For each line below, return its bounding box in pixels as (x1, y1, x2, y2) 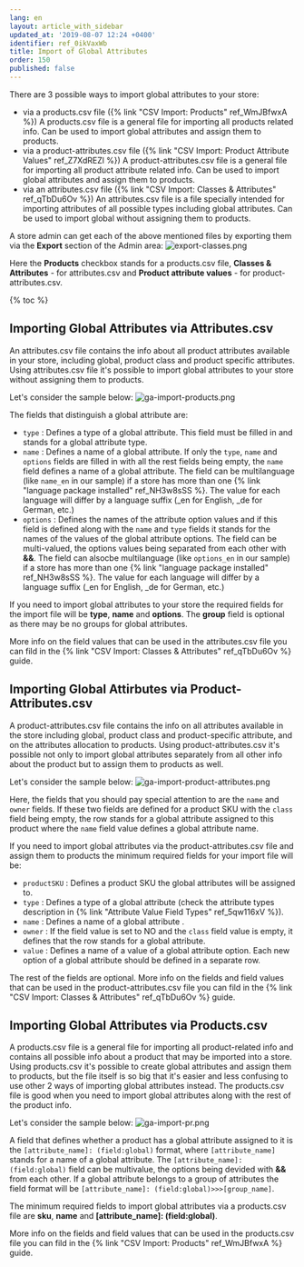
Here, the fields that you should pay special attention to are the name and (9, 793, 279, 804)
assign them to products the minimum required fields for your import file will (9, 850, 293, 861)
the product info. (9, 1100, 73, 1111)
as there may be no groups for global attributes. (9, 618, 188, 629)
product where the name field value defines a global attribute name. (9, 823, 259, 833)
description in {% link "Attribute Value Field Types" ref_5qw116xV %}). (22, 906, 284, 917)
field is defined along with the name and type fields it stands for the (22, 524, 270, 534)
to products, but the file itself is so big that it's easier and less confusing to (9, 1071, 289, 1082)
